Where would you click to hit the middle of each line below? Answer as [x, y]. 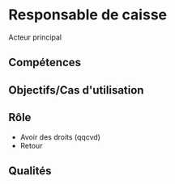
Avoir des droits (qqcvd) [60, 137]
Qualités [30, 171]
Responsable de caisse [88, 15]
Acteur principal [35, 37]
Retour [31, 145]
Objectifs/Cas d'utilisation [76, 90]
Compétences [45, 63]
